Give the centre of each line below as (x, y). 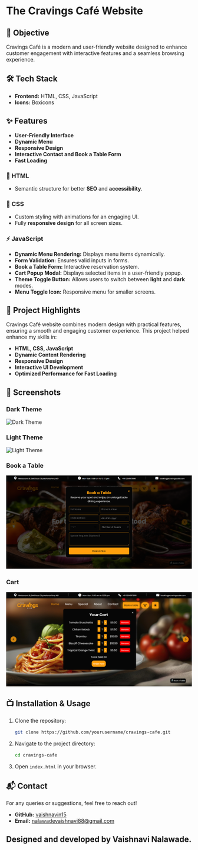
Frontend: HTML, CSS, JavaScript (56, 96)
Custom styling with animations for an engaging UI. (77, 217)
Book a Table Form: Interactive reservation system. (77, 266)
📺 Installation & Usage (48, 703)
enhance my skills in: (32, 337)
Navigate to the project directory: (55, 743)
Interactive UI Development (49, 368)
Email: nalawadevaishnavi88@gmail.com (65, 820)
